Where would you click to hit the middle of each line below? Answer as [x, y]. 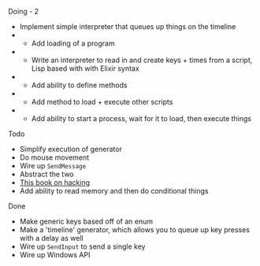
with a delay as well [52, 238]
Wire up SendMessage [53, 166]
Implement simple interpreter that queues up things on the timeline [128, 26]
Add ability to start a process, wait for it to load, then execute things [141, 118]
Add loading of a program [73, 43]
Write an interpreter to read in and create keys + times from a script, [142, 60]
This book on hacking [55, 183]
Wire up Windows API [55, 255]
